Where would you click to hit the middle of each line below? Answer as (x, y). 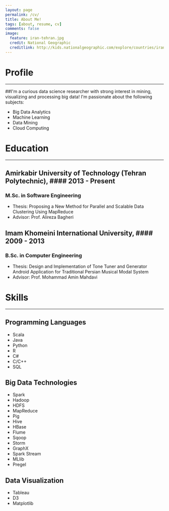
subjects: (15, 102)
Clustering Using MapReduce (43, 212)
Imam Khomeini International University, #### (79, 233)
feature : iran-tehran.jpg (37, 38)
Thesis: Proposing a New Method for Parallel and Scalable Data (78, 206)
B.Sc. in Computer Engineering (44, 255)
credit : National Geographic (40, 43)
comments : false (22, 29)
